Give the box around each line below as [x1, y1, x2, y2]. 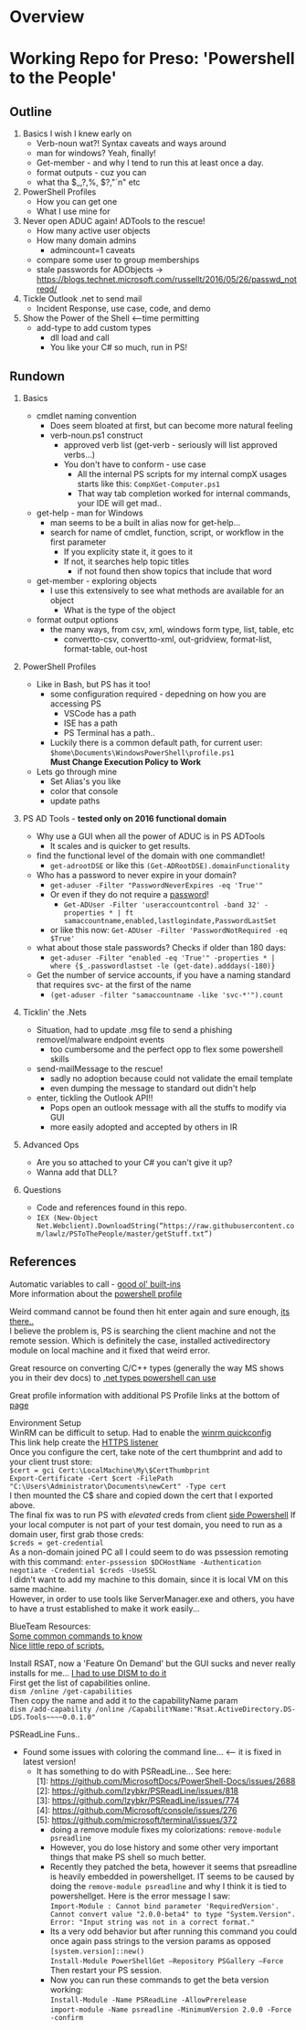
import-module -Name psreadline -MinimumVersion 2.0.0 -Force [49, 2004, 292, 2014]
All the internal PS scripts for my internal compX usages [77, 469, 288, 479]
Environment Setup [9, 1417, 82, 1428]
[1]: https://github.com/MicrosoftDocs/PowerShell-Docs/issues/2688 [36, 1775, 296, 1786]
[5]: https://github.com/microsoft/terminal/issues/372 [36, 1814, 237, 1825]
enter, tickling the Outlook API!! [36, 1092, 153, 1103]
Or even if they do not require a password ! [49, 889, 210, 899]
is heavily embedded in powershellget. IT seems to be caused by [49, 1871, 295, 1882]
